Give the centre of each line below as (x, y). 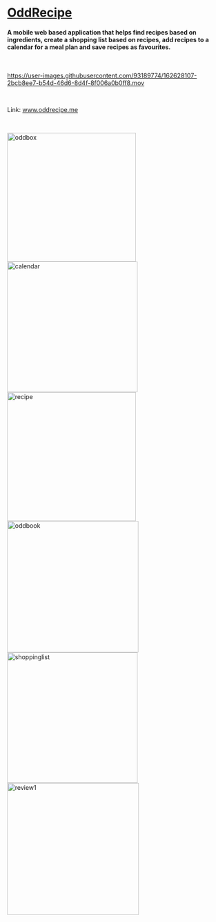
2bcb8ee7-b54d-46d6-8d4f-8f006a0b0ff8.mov (76, 83)
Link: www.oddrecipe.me (42, 110)
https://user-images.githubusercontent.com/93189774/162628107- (102, 76)
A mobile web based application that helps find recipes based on (102, 32)
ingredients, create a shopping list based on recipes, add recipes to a (108, 39)
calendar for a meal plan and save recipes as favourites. (89, 47)
